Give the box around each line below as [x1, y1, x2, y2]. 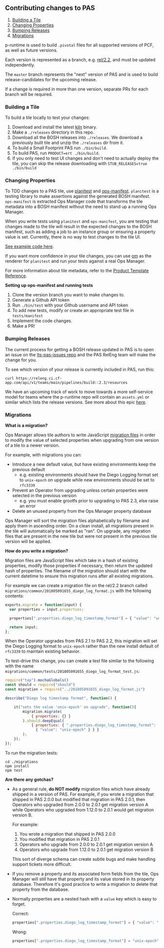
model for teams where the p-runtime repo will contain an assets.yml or [5, 394, 150, 400]
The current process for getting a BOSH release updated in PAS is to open [5, 346, 154, 352]
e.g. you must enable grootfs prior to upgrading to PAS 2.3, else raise [19, 498, 159, 503]
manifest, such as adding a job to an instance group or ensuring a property [5, 229, 156, 235]
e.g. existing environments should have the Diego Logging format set [19, 472, 159, 477]
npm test [5, 768, 23, 773]
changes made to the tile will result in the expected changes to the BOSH [5, 224, 152, 230]
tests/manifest [12, 313, 43, 319]
